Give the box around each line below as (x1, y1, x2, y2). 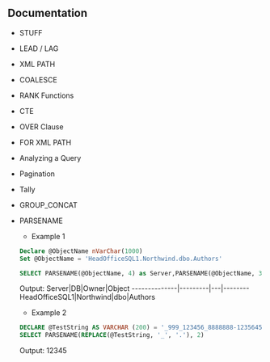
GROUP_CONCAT (19, 200, 78, 209)
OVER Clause (19, 121, 64, 132)
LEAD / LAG (19, 44, 59, 53)
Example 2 (31, 308, 67, 318)
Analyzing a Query (19, 153, 82, 162)
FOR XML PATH (19, 137, 72, 147)
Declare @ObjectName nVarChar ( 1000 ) (19, 246, 143, 255)
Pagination (19, 169, 56, 179)
